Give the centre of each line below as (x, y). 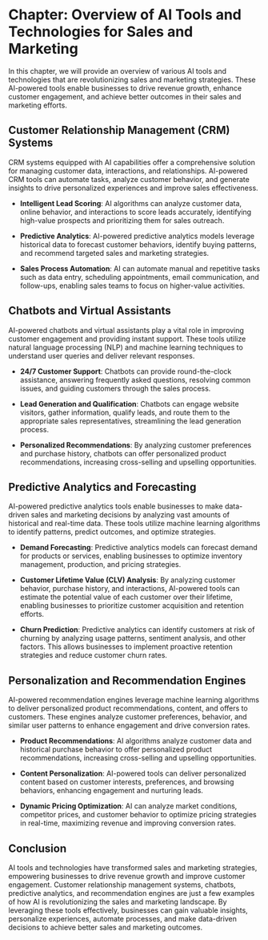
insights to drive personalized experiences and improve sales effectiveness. (133, 188)
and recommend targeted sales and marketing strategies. (114, 253)
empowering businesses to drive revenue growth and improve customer (127, 876)
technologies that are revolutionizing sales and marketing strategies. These (132, 79)
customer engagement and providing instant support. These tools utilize (127, 338)
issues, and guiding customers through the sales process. (115, 388)
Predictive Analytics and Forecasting (102, 487)
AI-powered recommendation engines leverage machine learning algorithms (134, 700)
